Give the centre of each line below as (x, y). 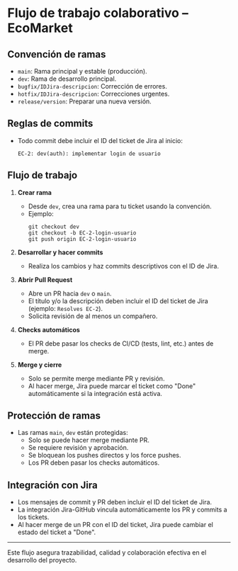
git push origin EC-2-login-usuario (82, 239)
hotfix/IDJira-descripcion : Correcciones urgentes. (93, 94)
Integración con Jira (52, 485)
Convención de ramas (57, 54)
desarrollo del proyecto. (42, 560)
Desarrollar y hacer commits (60, 252)
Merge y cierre (40, 364)
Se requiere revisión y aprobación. (78, 448)
